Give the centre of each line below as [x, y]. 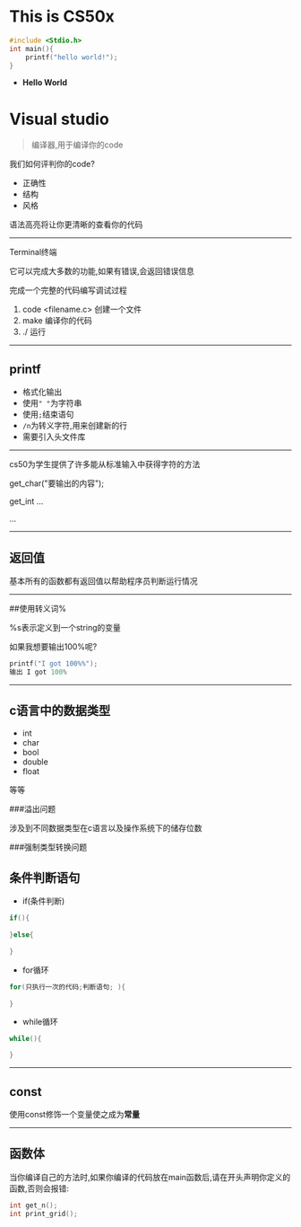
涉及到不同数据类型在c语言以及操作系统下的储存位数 [106, 827]
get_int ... [26, 501]
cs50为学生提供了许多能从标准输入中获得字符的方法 [105, 464]
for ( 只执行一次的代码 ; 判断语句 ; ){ [68, 987]
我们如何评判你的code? [52, 164]
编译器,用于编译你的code [77, 145]
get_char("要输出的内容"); [57, 483]
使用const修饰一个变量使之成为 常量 [75, 1114]
